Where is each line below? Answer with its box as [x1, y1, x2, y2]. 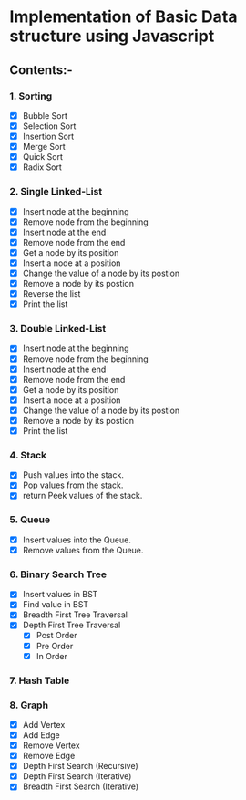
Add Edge [22, 729, 61, 741]
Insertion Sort [22, 131, 75, 142]
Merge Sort [22, 142, 66, 153]
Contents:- [9, 62, 73, 78]
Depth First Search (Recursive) [22, 761, 138, 772]
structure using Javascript [9, 26, 215, 47]
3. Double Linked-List [9, 322, 107, 335]
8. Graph [9, 699, 48, 711]
